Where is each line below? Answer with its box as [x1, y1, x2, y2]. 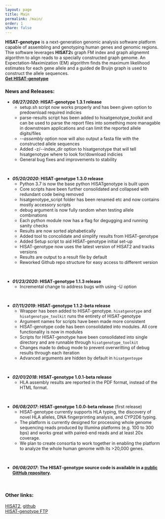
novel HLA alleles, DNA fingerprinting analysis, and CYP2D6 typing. [19, 414, 157, 420]
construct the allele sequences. [5, 70, 69, 76]
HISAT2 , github [5, 503, 36, 509]
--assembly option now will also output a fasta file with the [19, 136, 139, 142]
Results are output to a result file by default [19, 254, 107, 260]
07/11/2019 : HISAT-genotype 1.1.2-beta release [12, 303, 111, 309]
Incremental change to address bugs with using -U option [19, 284, 137, 290]
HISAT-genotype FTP [5, 508, 48, 514]
